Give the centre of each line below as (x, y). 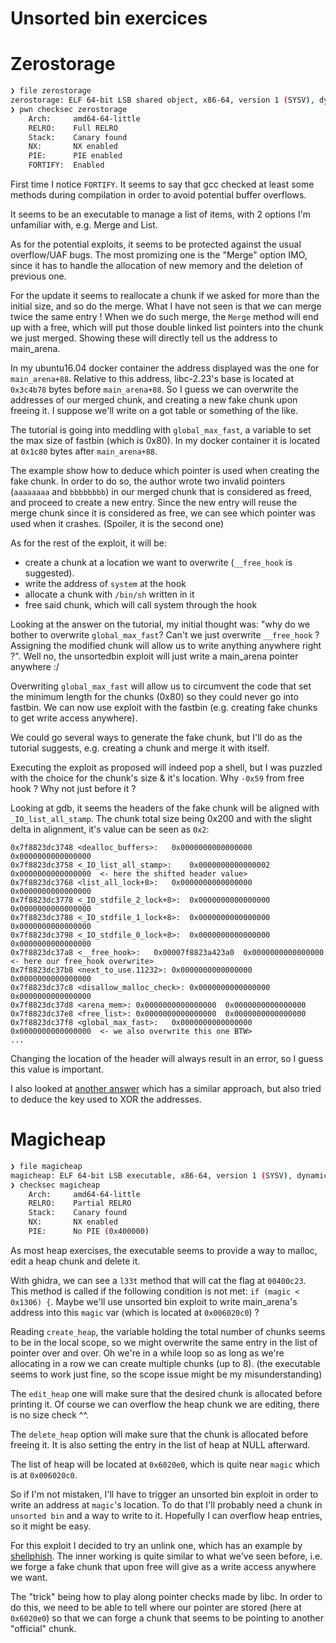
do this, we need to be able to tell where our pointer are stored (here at (156, 1607)
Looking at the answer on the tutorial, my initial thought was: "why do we (160, 624)
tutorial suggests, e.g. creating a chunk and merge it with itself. (140, 748)
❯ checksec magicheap (55, 1185)
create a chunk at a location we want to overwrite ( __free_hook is (158, 562)
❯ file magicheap (46, 1166)
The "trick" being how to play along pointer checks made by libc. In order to (166, 1596)
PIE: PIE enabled (75, 156)
